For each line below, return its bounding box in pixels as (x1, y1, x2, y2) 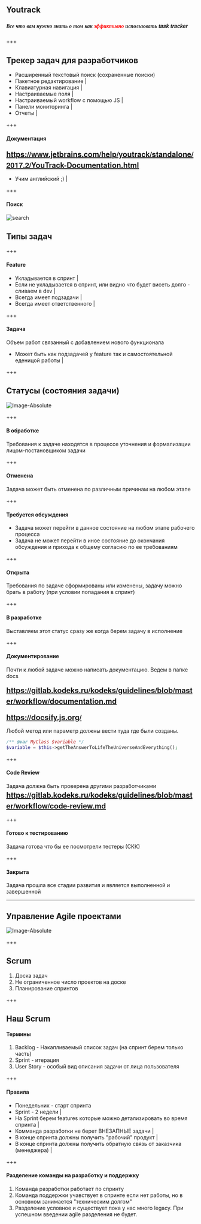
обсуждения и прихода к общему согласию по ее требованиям (14, 544, 178, 551)
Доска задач (14, 972, 48, 979)
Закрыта (6, 868, 29, 876)
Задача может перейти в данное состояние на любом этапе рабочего (14, 524, 195, 532)
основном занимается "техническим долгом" (14, 1198, 133, 1205)
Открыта (6, 569, 30, 576)
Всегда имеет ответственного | (14, 300, 96, 307)
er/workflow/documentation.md (6, 695, 117, 706)
